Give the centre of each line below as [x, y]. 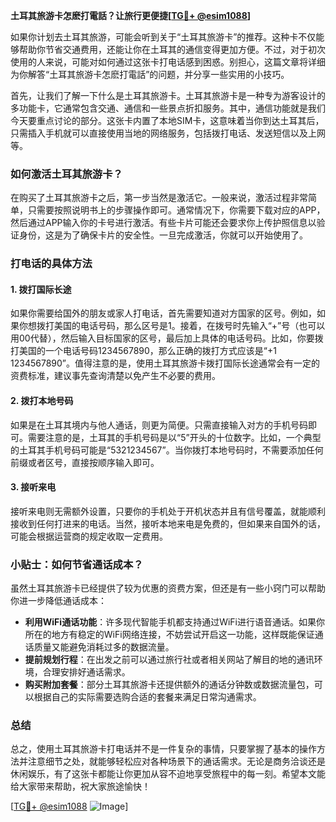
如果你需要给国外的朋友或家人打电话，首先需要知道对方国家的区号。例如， [163, 313]
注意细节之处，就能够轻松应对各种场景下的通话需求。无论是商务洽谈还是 [176, 761]
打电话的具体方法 [51, 264]
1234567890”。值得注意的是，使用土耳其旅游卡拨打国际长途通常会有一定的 [165, 363]
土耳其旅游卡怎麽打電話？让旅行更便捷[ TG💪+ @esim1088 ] [131, 15]
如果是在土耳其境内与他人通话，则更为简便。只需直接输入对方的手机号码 [159, 425]
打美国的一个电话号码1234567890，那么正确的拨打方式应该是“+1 [143, 351]
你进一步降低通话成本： [58, 601]
